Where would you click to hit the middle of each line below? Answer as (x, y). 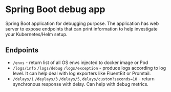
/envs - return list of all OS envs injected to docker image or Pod (80, 63)
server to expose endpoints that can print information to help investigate (81, 28)
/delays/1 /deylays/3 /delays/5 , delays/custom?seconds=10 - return (84, 79)
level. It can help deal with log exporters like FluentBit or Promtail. (82, 73)
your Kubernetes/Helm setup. (36, 34)
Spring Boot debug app (55, 9)
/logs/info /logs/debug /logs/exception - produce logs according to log (89, 68)
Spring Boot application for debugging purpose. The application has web (82, 23)
